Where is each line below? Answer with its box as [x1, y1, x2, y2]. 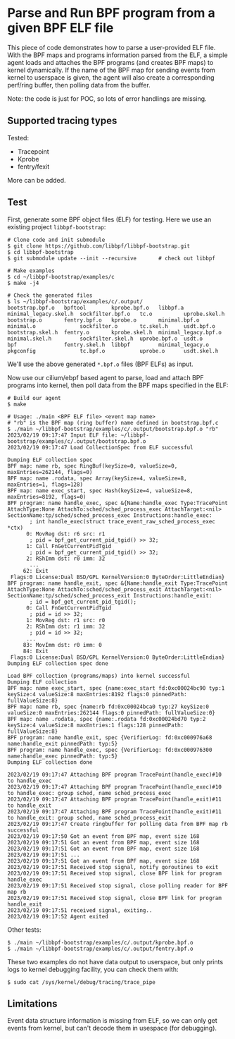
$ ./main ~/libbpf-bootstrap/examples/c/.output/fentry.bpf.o [7, 945, 193, 952]
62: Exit [23, 567, 49, 574]
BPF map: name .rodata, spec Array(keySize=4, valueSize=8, [7, 475, 188, 482]
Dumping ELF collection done [7, 758, 93, 766]
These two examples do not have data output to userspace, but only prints [7, 957, 224, 966]
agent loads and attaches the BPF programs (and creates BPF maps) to [7, 58, 214, 66]
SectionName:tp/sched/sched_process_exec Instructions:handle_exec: [7, 511, 212, 519]
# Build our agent [7, 394, 61, 401]
